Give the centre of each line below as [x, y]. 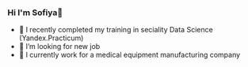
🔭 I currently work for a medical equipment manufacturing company [130, 55]
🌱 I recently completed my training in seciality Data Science [116, 30]
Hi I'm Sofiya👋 [35, 13]
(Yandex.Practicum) [51, 38]
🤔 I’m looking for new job [59, 47]
